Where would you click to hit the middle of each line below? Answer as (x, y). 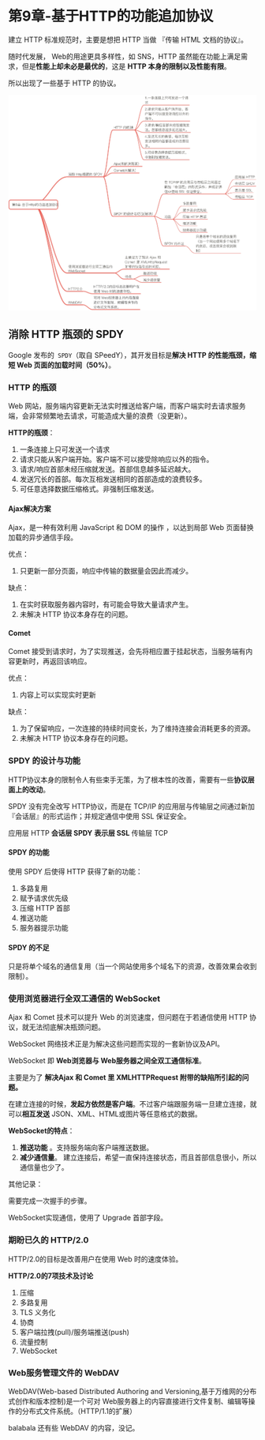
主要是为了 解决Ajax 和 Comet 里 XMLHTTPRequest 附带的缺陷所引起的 (125, 1077)
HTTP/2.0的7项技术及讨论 (51, 1276)
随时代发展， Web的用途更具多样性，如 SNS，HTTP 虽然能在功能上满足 (125, 56)
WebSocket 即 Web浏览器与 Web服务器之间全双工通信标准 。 (107, 1061)
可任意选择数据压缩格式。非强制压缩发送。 (89, 489)
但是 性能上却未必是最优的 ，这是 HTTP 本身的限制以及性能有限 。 (126, 66)
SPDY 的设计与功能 (45, 761)
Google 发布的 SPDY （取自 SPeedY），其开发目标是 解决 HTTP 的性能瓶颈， (129, 355)
